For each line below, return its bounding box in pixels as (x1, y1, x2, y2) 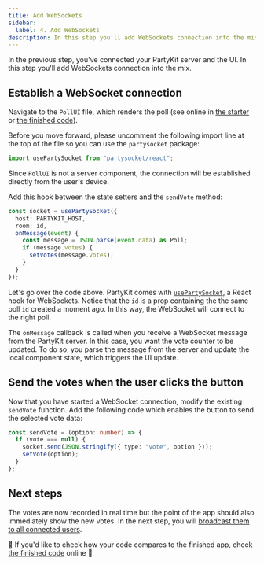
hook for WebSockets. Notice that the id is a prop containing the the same (8, 296, 249, 305)
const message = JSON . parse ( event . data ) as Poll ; (22, 237, 189, 245)
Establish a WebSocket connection (8, 86, 183, 99)
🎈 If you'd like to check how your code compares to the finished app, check (8, 540, 253, 549)
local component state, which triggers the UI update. (8, 353, 179, 362)
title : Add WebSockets (8, 11, 82, 20)
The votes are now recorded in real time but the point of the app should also (8, 508, 255, 517)
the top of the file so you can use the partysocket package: (8, 139, 200, 149)
